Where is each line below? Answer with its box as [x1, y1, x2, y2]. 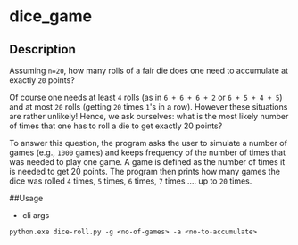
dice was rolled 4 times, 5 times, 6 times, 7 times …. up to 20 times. [9, 176, 252, 186]
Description [9, 42, 76, 57]
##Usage [9, 193, 44, 203]
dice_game [9, 6, 92, 27]
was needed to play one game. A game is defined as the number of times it [9, 157, 286, 167]
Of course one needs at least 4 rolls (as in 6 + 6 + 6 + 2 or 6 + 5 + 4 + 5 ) [9, 92, 283, 102]
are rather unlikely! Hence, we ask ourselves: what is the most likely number [9, 111, 289, 121]
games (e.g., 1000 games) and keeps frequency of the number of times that [9, 147, 286, 158]
